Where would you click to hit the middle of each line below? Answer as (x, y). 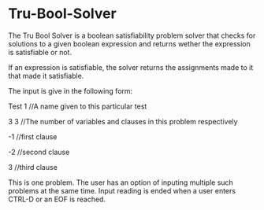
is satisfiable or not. (40, 52)
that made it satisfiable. (46, 76)
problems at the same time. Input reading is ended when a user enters (122, 190)
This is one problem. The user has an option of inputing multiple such (121, 182)
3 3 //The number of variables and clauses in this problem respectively (123, 121)
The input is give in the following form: (71, 90)
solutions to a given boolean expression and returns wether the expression (129, 43)
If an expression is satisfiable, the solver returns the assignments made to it (131, 67)
